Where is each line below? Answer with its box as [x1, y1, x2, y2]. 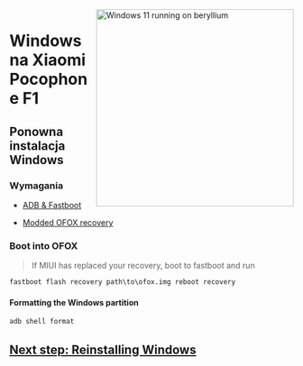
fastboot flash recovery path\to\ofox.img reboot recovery [9, 278, 236, 287]
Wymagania [9, 179, 64, 192]
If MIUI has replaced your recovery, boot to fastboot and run [31, 261, 255, 271]
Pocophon [9, 69, 88, 89]
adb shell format [9, 317, 75, 326]
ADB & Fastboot [22, 199, 82, 210]
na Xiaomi [9, 50, 87, 70]
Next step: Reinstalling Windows [9, 342, 197, 357]
